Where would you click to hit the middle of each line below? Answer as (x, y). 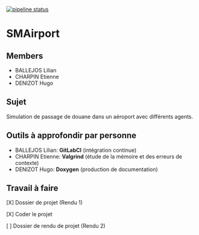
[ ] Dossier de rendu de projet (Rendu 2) (56, 226)
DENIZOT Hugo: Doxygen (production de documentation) (86, 169)
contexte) (27, 163)
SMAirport (33, 34)
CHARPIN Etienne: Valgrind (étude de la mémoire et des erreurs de (99, 156)
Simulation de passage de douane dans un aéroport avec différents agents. (100, 116)
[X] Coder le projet (29, 215)
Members (25, 56)
